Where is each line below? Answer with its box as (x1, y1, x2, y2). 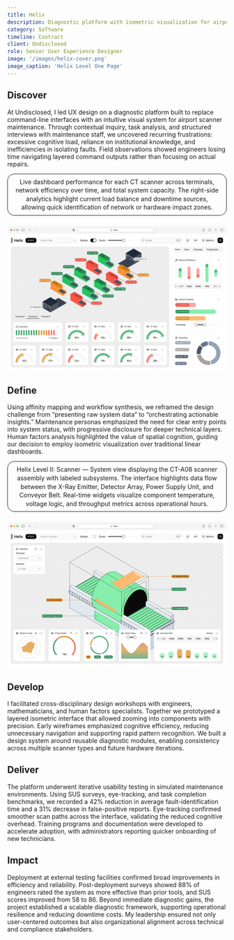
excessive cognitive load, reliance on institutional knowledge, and (7, 137, 196, 146)
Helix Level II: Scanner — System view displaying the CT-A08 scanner (16, 465, 218, 474)
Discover (7, 89, 47, 101)
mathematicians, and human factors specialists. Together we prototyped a (7, 707, 221, 715)
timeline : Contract (7, 33, 64, 40)
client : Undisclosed (7, 40, 68, 48)
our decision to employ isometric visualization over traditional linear (7, 440, 201, 449)
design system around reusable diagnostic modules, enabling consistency (7, 736, 220, 745)
